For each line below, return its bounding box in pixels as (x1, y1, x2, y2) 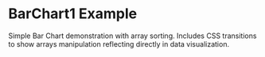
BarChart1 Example (8, 5, 138, 23)
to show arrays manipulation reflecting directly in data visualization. (8, 39, 229, 48)
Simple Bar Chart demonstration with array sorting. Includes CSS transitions (8, 31, 257, 40)
